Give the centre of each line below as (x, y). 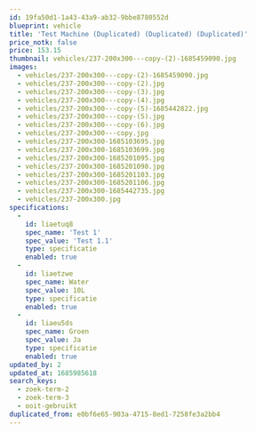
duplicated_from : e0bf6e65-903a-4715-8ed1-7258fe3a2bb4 (115, 414)
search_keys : (33, 381)
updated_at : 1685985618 (53, 373)
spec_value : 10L (56, 290)
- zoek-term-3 (43, 398)
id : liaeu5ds (49, 324)
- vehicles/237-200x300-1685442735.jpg (91, 191)
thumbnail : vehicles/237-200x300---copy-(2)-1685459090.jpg (123, 59)
